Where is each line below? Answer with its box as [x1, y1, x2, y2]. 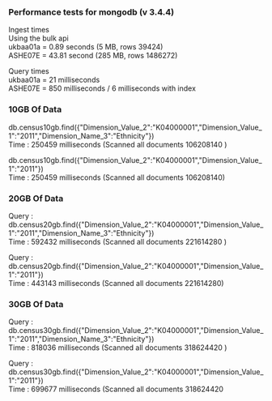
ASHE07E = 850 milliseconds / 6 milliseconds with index [8, 83, 197, 93]
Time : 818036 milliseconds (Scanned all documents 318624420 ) [8, 343, 227, 352]
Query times [8, 66, 50, 76]
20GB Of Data [8, 193, 64, 204]
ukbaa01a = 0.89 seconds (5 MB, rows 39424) [8, 42, 164, 52]
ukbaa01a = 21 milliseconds [8, 75, 100, 85]
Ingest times [8, 25, 50, 35]
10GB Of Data [8, 104, 62, 115]
